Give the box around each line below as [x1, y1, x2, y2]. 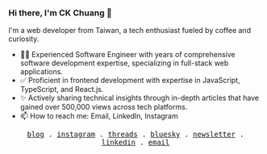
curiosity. [8, 34, 40, 44]
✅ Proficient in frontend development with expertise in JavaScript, [19, 76, 240, 85]
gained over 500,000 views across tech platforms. [19, 102, 188, 112]
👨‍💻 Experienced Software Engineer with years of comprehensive [19, 50, 236, 60]
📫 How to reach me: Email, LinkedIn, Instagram [19, 111, 179, 121]
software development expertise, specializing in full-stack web [19, 58, 229, 68]
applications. [19, 67, 63, 77]
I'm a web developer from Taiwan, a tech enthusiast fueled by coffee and [8, 26, 252, 35]
